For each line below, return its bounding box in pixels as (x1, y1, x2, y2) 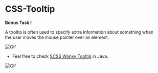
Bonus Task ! (5, 20, 32, 25)
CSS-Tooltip (5, 3, 55, 15)
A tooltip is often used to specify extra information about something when (5, 29, 154, 35)
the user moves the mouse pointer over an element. (5, 34, 109, 40)
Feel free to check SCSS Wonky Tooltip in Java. (12, 53, 109, 59)
